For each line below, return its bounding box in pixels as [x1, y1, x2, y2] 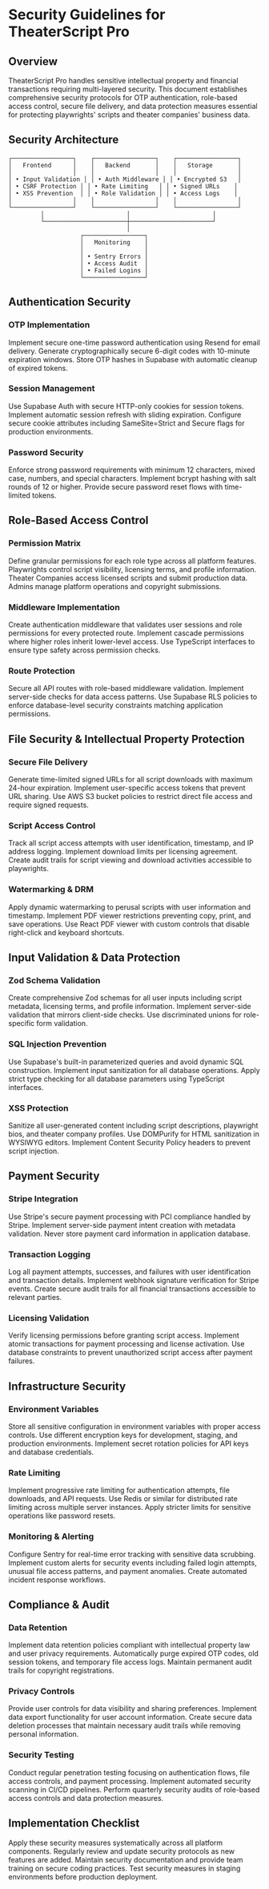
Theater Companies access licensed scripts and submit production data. [8, 573, 248, 583]
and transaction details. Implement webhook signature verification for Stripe [8, 1275, 259, 1285]
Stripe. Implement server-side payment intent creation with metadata [8, 1220, 236, 1229]
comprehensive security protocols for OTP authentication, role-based [8, 93, 238, 102]
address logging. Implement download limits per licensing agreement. [8, 847, 239, 857]
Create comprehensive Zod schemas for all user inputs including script [8, 993, 243, 1003]
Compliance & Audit [8, 1597, 110, 1612]
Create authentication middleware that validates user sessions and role [8, 620, 243, 630]
